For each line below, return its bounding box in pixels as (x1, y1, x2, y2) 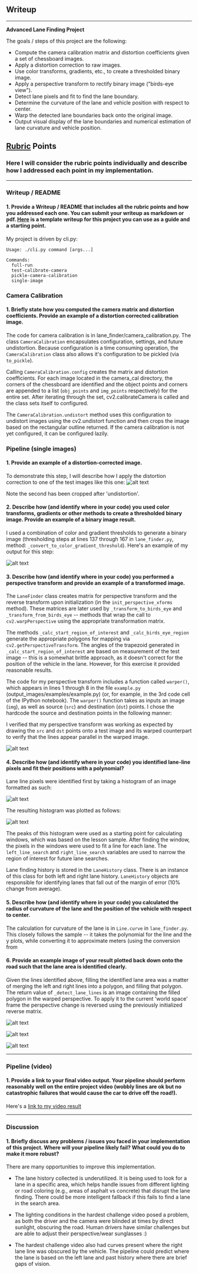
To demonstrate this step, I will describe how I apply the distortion (6, 472, 166, 479)
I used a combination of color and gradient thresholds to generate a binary (6, 529, 187, 536)
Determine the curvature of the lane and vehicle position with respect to (14, 99, 190, 106)
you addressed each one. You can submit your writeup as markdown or (6, 210, 184, 217)
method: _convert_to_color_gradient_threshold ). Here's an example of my (6, 542, 189, 549)
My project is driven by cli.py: (6, 235, 78, 242)
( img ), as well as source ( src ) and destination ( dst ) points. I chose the (6, 703, 174, 711)
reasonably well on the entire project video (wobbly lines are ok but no (6, 1083, 181, 1090)
